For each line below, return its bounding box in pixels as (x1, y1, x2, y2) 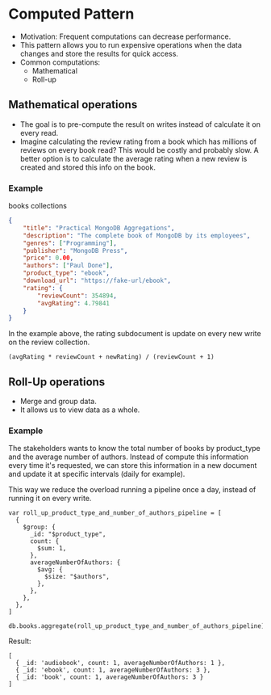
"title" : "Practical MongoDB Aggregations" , (23, 224, 175, 232)
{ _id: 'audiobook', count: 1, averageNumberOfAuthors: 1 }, (15, 659, 226, 668)
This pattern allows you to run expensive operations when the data (19, 40, 242, 49)
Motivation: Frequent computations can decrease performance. (19, 32, 231, 41)
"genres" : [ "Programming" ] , (23, 239, 117, 247)
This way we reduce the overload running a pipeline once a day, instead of (8, 485, 256, 495)
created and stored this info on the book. (19, 162, 156, 172)
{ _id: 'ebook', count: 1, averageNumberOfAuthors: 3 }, (15, 666, 211, 675)
